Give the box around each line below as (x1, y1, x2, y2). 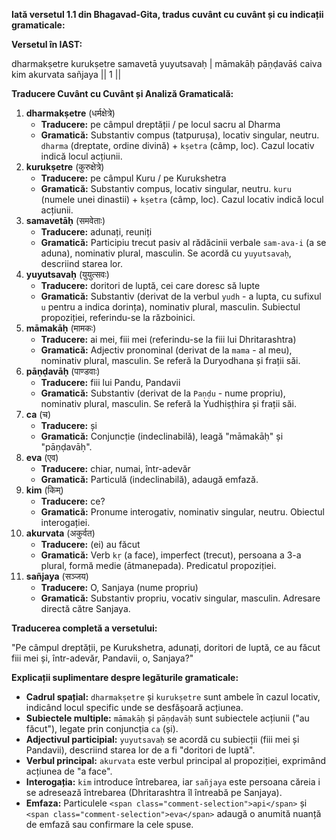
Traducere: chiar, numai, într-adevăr (40, 463, 191, 474)
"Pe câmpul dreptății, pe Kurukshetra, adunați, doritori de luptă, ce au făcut (11, 642, 321, 653)
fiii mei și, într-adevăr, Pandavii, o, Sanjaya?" (11, 652, 194, 664)
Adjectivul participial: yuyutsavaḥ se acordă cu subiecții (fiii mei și (25, 734, 300, 745)
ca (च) (25, 409, 52, 420)
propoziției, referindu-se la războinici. (40, 312, 196, 323)
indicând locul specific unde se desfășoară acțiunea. (25, 702, 244, 713)
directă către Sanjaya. (40, 603, 131, 614)
